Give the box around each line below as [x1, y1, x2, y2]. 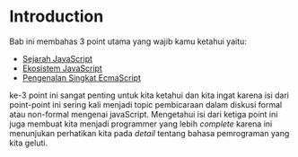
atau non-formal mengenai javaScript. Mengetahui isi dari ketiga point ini [9, 109, 278, 119]
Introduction [9, 6, 104, 27]
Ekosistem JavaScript [22, 63, 103, 74]
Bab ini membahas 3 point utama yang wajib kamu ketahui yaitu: [9, 36, 247, 47]
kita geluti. [9, 137, 48, 148]
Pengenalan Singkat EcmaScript [22, 72, 142, 83]
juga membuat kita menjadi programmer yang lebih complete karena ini [9, 118, 273, 129]
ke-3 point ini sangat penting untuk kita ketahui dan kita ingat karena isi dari [9, 90, 290, 100]
